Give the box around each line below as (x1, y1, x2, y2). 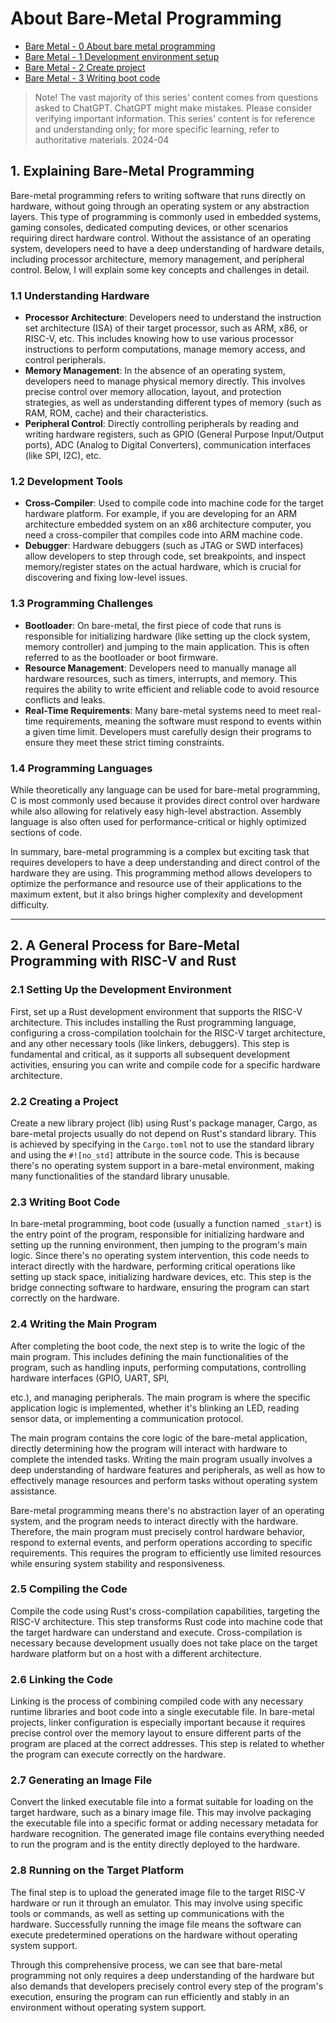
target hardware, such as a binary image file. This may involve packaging (10, 1807, 312, 1819)
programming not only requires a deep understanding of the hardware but (10, 1969, 315, 1981)
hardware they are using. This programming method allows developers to (10, 867, 313, 879)
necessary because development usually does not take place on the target (10, 1637, 318, 1649)
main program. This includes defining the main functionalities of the (10, 1350, 289, 1362)
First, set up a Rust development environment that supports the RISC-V (10, 1005, 303, 1017)
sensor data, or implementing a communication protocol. (10, 1412, 244, 1424)
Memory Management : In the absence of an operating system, (24, 365, 286, 377)
